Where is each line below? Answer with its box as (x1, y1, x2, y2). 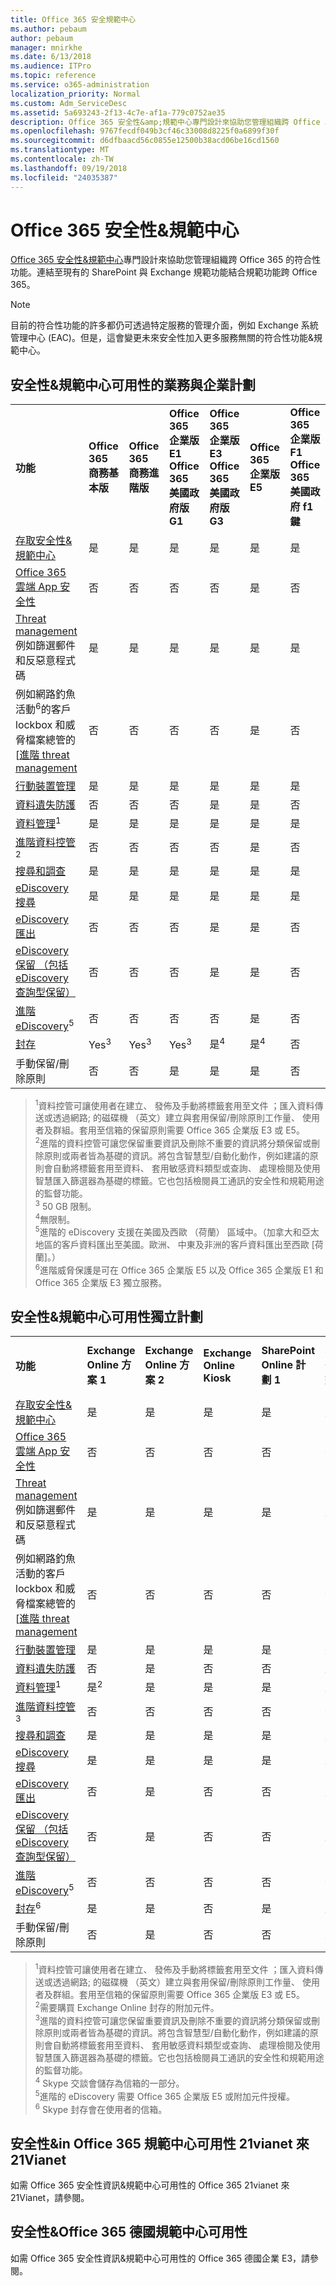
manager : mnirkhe (10, 42, 83, 53)
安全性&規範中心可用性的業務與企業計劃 (10, 376, 257, 393)
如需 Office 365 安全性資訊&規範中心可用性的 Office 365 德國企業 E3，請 (10, 2252, 311, 2264)
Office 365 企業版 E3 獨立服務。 (34, 1276, 168, 1288)
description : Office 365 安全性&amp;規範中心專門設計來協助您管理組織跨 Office (10, 117, 321, 127)
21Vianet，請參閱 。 (10, 2192, 90, 2204)
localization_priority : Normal (10, 89, 141, 99)
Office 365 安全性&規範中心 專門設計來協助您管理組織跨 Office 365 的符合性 (10, 254, 322, 266)
